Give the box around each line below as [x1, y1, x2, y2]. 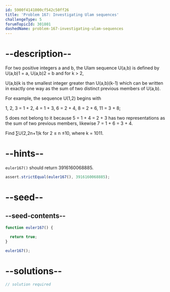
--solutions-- [5, 265, 62, 277]
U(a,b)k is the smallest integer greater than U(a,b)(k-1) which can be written [5, 80, 163, 86]
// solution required [5, 282, 51, 287]
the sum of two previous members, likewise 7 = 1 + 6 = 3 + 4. [5, 120, 133, 127]
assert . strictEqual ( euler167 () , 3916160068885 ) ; [5, 174, 110, 179]
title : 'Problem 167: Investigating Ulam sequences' [5, 12, 119, 17]
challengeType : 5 [5, 17, 42, 22]
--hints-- [5, 148, 44, 160]
